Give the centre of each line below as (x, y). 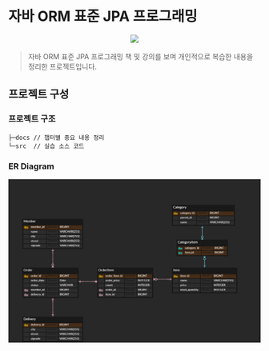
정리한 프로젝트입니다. (62, 66)
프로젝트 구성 (39, 94)
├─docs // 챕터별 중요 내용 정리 (56, 138)
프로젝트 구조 (32, 119)
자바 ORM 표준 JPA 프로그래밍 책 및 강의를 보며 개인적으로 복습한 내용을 (141, 56)
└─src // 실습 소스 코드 (46, 146)
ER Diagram (31, 166)
